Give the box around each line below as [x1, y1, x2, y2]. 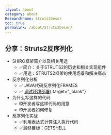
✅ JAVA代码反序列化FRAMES [19, 82, 78, 88]
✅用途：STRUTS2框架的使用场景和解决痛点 [19, 70, 107, 76]
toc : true [5, 20, 25, 26]
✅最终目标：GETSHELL [19, 125, 66, 131]
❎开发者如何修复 [19, 106, 53, 112]
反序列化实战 [12, 113, 38, 118]
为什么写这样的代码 [12, 94, 51, 100]
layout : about [5, 7, 34, 12]
